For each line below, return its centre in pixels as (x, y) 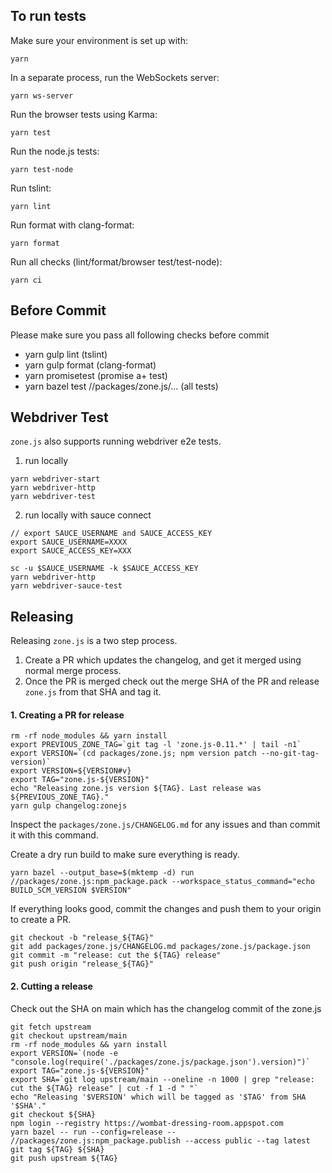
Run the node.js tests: (55, 151)
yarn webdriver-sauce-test (66, 586)
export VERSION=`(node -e (64, 1053)
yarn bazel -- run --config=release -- (93, 1132)
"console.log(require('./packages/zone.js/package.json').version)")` (160, 1062)
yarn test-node (42, 169)
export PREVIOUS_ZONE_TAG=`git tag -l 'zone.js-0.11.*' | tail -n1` (156, 745)
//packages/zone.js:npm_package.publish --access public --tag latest (160, 1140)
